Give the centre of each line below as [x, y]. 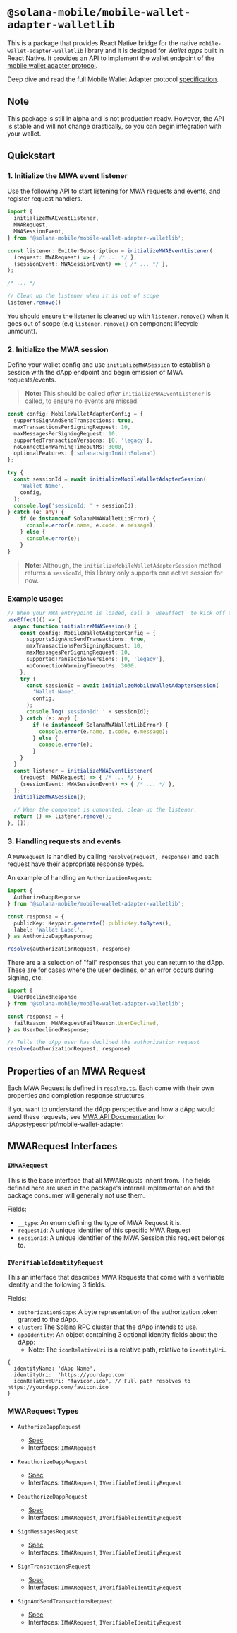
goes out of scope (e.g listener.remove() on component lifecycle [103, 323]
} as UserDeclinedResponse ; [49, 1030]
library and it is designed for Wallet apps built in [154, 50]
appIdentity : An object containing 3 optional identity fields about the [117, 1334]
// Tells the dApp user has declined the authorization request [104, 1042]
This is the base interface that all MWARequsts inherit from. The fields [109, 1180]
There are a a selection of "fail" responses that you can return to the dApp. [116, 963]
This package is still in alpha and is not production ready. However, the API [116, 118]
